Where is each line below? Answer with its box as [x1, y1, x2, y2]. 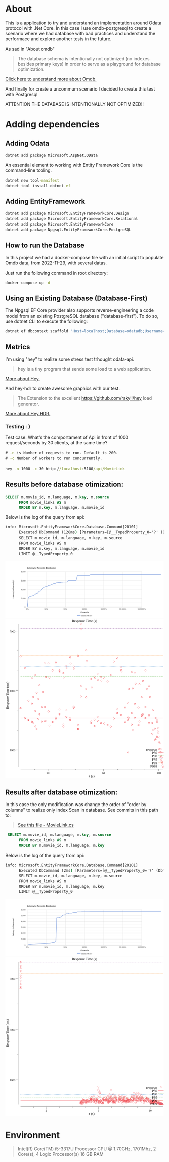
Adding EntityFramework [5, 197, 86, 205]
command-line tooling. [5, 167, 52, 173]
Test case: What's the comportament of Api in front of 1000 [5, 434, 129, 440]
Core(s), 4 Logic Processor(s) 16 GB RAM [17, 1151, 104, 1157]
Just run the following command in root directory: [5, 270, 108, 276]
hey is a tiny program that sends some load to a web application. [17, 366, 152, 372]
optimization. [17, 66, 45, 72]
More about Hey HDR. [5, 411, 51, 417]
